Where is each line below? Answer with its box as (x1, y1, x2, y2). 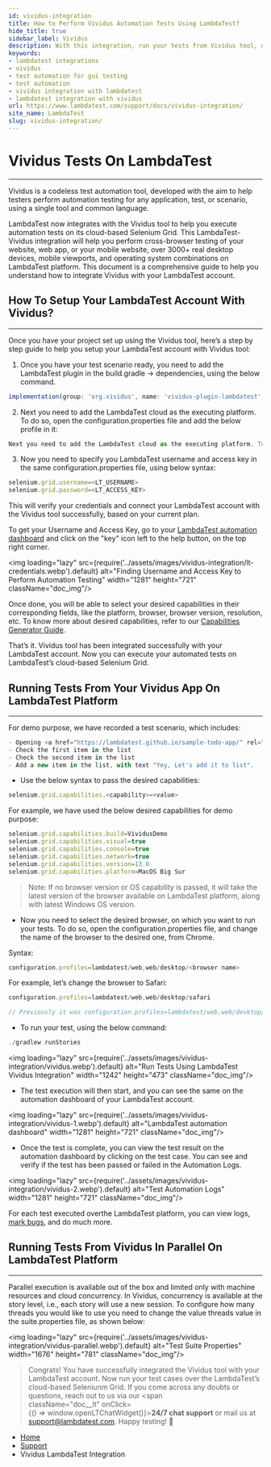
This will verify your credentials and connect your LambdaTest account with (8, 501, 261, 511)
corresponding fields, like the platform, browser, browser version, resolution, (8, 607, 263, 618)
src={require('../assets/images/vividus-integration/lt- (78, 558, 254, 568)
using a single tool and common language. (8, 203, 149, 212)
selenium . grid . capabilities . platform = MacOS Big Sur (8, 868, 186, 876)
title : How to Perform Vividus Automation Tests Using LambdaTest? (8, 19, 240, 27)
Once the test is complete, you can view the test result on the (19, 1143, 224, 1153)
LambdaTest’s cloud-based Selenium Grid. (8, 658, 149, 667)
